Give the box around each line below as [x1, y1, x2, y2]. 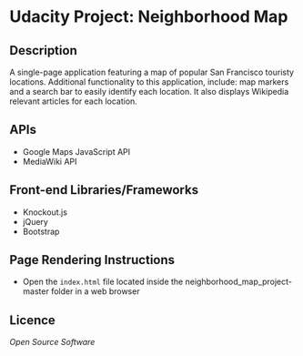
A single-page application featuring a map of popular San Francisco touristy [9, 66, 294, 77]
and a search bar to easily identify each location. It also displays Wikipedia [9, 86, 289, 97]
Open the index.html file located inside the [22, 276, 184, 288]
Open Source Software [9, 337, 96, 348]
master [22, 286, 50, 297]
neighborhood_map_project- [185, 276, 293, 288]
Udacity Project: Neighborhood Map [9, 6, 288, 27]
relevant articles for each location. [9, 96, 138, 107]
